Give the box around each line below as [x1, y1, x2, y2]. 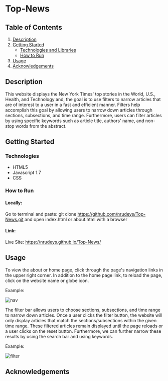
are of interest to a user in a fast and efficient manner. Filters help [5, 102, 140, 108]
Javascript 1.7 [12, 169, 41, 175]
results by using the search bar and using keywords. [5, 333, 113, 339]
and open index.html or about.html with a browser [24, 216, 128, 222]
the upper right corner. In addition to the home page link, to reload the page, [5, 272, 162, 278]
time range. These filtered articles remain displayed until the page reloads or [5, 323, 163, 329]
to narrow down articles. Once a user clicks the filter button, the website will [5, 312, 162, 318]
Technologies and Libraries [20, 47, 76, 53]
